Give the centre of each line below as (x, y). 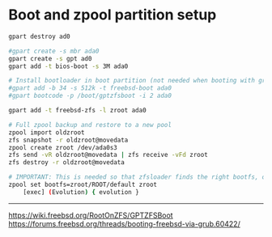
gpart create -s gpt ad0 (50, 58)
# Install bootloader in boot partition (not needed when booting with (132, 81)
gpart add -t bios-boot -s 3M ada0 (68, 66)
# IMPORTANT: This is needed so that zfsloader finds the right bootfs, (134, 177)
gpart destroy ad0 (39, 36)
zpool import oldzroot (47, 132)
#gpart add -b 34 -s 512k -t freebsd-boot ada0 (90, 88)
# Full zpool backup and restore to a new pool (90, 125)
